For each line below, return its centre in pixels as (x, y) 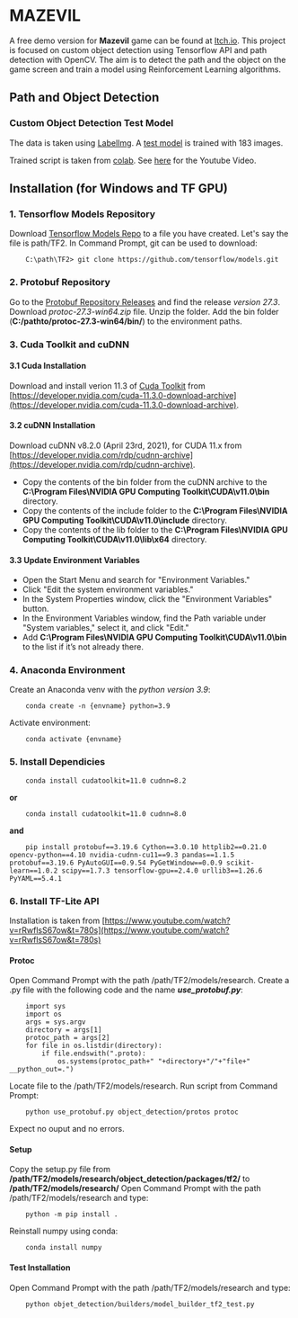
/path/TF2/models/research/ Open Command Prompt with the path (136, 1188)
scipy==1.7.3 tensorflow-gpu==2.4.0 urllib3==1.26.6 (162, 870)
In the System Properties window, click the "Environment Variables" (147, 599)
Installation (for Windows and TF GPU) (119, 188)
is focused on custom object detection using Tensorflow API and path (138, 49)
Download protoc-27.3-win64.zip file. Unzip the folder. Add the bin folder (145, 311)
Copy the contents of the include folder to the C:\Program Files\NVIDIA (155, 510)
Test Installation (40, 1268)
